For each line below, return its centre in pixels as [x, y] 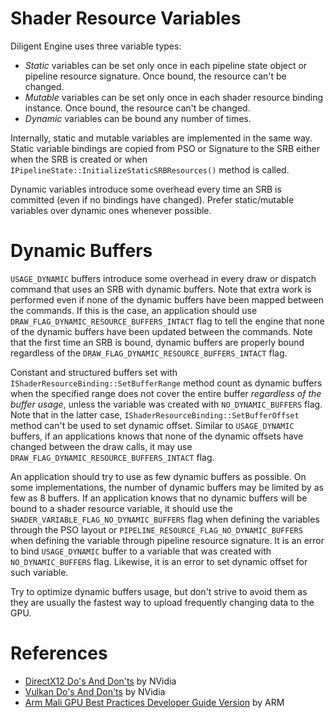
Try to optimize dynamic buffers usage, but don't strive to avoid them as [159, 591]
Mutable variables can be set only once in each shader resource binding [174, 97]
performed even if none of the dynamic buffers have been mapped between [167, 299]
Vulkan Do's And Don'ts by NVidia [95, 691]
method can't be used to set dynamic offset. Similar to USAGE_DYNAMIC [152, 425]
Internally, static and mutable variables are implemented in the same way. [161, 138]
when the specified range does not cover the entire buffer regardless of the [166, 393]
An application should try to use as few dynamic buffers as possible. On [158, 476]
